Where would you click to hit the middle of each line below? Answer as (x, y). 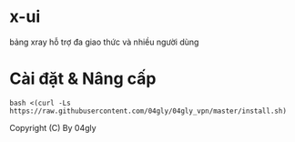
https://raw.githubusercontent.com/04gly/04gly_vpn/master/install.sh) (148, 111)
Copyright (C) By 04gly (53, 127)
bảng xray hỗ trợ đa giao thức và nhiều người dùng (104, 42)
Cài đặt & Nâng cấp (83, 79)
